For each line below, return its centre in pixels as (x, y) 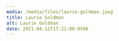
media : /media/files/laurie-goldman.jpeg (60, 12)
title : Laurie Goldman (35, 17)
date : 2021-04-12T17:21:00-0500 (47, 29)
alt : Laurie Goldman (33, 23)
